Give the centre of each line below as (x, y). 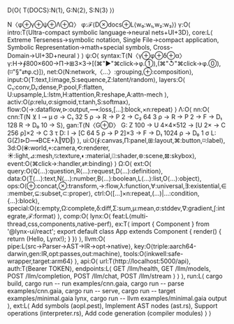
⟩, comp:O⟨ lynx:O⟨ (84, 216)
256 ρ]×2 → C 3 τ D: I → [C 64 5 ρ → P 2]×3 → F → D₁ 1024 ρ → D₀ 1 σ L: (112, 133)
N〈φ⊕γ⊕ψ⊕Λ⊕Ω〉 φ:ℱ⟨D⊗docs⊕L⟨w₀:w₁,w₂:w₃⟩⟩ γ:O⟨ (99, 24)
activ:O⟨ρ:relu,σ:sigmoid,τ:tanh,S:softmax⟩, (69, 102)
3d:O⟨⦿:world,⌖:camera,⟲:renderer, (59, 148)
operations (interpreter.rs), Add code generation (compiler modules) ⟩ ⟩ (109, 313)
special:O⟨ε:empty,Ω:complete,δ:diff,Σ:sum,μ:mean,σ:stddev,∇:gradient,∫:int (116, 208)
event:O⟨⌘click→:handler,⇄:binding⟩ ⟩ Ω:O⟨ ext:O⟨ (79, 163)
